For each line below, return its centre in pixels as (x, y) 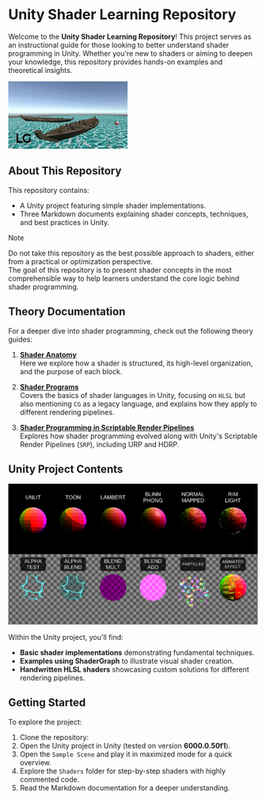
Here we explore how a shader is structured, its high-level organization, (136, 363)
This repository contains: (49, 190)
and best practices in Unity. (65, 222)
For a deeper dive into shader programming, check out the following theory (131, 331)
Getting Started (47, 703)
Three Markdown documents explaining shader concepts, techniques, (134, 214)
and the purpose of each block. (71, 371)
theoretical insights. (40, 70)
